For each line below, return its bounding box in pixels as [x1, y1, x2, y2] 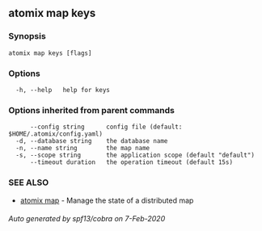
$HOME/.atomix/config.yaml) [8, 130, 104, 138]
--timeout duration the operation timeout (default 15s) [29, 158, 233, 166]
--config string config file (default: [29, 123, 183, 132]
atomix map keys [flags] [8, 48, 92, 57]
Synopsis [8, 31, 46, 42]
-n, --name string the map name [15, 145, 150, 153]
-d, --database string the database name [15, 137, 168, 145]
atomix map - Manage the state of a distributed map [19, 195, 194, 205]
